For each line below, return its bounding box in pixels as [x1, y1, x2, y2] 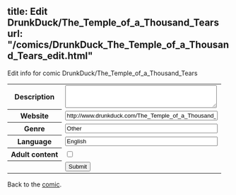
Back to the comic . [7, 180, 62, 189]
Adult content [11, 150, 59, 160]
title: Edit [7, 6, 48, 18]
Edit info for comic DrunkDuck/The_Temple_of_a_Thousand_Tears [7, 69, 198, 77]
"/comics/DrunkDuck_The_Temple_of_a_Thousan [7, 39, 230, 51]
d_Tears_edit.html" [7, 50, 93, 62]
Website [20, 111, 49, 121]
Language [17, 137, 52, 147]
